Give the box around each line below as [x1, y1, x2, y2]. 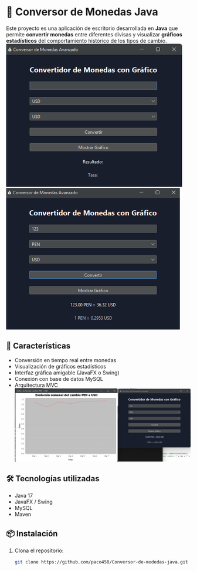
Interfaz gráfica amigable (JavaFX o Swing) [14, 369, 120, 376]
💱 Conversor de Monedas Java [6, 5, 158, 19]
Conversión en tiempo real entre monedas [14, 356, 117, 363]
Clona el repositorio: [14, 547, 64, 554]
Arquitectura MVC [14, 381, 59, 388]
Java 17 [14, 492, 33, 499]
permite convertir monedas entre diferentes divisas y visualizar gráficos [6, 31, 183, 38]
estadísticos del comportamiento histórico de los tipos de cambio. [6, 37, 167, 44]
